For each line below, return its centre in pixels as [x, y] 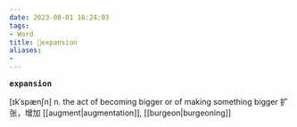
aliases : [25, 51]
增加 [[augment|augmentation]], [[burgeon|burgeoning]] [128, 113]
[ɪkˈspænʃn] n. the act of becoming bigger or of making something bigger [144, 102]
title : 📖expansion [43, 42]
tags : [19, 26]
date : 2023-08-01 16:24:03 [59, 17]
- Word [21, 34]
